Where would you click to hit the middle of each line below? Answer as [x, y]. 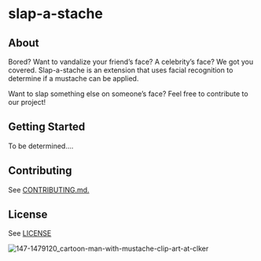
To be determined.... [41, 146]
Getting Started [47, 127]
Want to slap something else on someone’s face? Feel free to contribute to [129, 94]
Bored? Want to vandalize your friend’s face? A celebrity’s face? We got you [131, 62]
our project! [27, 102]
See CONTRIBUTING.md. [49, 189]
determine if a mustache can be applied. [74, 78]
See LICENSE [30, 233]
